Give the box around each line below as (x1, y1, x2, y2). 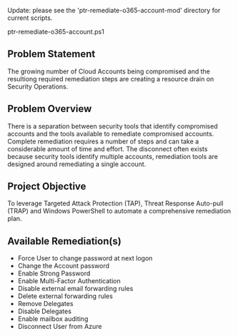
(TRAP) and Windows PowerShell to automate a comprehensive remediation (7, 207, 232, 215)
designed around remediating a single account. (7, 160, 147, 168)
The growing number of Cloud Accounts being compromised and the (7, 67, 211, 76)
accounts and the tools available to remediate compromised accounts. (7, 129, 214, 138)
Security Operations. (7, 82, 69, 91)
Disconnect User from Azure (17, 322, 102, 331)
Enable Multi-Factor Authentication (17, 277, 121, 285)
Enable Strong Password (17, 269, 91, 278)
